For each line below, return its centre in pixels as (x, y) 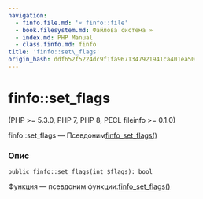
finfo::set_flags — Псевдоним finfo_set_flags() (83, 135)
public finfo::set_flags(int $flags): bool (81, 172)
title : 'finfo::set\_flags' (54, 52)
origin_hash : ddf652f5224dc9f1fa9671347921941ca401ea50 (101, 60)
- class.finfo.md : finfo (56, 45)
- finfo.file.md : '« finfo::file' (72, 23)
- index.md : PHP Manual (54, 37)
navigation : (28, 15)
